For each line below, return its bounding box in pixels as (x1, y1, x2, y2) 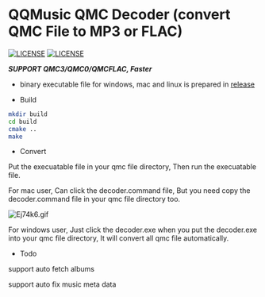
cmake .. (8, 125, 37, 133)
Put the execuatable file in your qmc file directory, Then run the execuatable (8, 162, 256, 172)
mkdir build (8, 110, 48, 118)
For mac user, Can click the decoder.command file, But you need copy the (8, 186, 251, 195)
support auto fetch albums (8, 264, 95, 274)
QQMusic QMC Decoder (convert (8, 6, 231, 24)
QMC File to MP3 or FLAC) (8, 22, 183, 40)
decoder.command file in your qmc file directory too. (8, 195, 181, 204)
